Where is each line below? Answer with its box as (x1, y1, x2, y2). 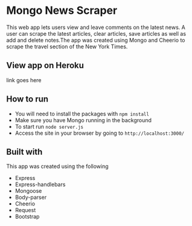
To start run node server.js (14, 123, 83, 130)
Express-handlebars (14, 181, 66, 188)
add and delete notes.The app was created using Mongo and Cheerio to (6, 36, 185, 44)
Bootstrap (14, 213, 40, 221)
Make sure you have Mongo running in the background (14, 116, 152, 124)
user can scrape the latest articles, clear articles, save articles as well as (6, 30, 186, 37)
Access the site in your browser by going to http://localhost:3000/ (14, 129, 185, 137)
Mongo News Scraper (6, 4, 118, 18)
